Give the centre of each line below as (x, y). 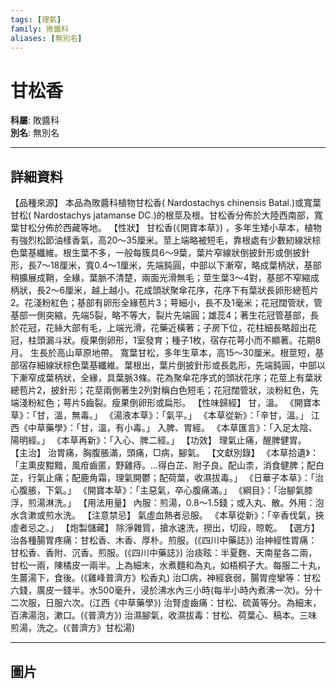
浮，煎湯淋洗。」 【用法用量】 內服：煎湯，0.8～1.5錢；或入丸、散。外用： (163, 503)
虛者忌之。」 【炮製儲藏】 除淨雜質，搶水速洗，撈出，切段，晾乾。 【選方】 (165, 528)
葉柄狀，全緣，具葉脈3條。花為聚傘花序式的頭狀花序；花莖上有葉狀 (183, 378)
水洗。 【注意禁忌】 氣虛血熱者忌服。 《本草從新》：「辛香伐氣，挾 (189, 515)
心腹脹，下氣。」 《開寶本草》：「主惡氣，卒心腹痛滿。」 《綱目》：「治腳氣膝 (161, 490)
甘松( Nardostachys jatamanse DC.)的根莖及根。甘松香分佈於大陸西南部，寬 (166, 215)
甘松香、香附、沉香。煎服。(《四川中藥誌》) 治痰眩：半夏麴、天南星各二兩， (164, 553)
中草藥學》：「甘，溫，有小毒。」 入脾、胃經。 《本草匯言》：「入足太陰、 (172, 428)
